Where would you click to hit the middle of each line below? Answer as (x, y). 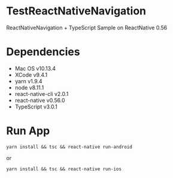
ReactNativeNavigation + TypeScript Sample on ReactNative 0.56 (87, 28)
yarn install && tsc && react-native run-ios (64, 169)
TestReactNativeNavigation (76, 11)
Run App (28, 131)
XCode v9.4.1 (31, 75)
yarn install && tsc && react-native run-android (69, 147)
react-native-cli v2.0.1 (42, 93)
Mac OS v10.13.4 (35, 68)
